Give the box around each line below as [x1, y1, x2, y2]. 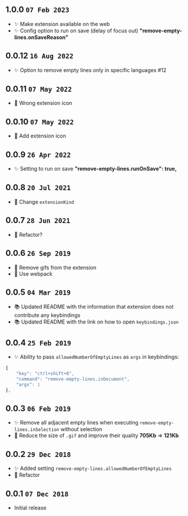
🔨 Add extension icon [14, 132, 66, 139]
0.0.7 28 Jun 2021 [5, 215, 71, 226]
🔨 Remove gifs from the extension [14, 264, 97, 271]
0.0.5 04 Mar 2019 [5, 287, 71, 297]
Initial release [14, 504, 47, 511]
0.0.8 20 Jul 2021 [5, 182, 71, 192]
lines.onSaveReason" [14, 34, 68, 41]
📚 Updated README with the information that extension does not [14, 303, 174, 311]
